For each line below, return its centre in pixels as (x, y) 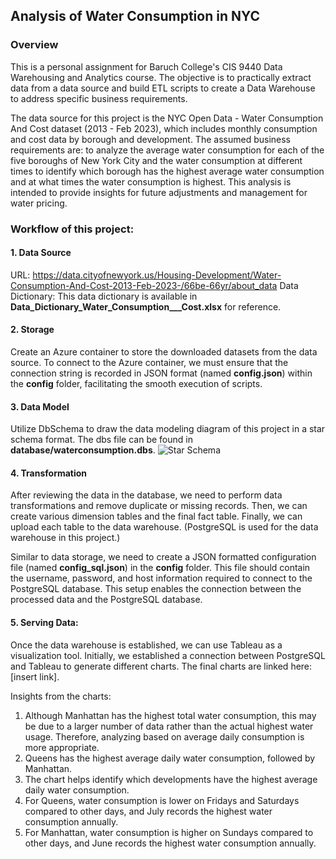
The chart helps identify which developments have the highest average (171, 779)
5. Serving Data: (44, 623)
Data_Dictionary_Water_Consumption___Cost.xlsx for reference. (146, 306)
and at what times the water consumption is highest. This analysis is (151, 181)
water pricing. (39, 203)
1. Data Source (41, 253)
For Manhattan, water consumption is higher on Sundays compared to (169, 832)
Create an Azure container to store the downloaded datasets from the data (164, 352)
